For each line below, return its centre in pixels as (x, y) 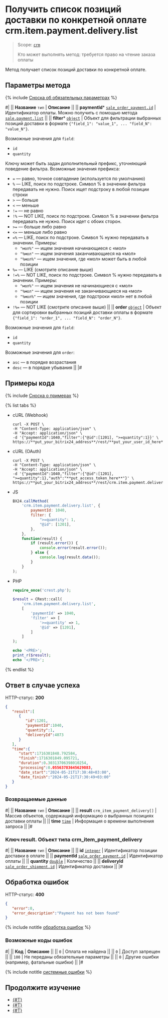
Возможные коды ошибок (39, 940)
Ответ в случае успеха (43, 686)
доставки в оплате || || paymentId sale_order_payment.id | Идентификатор (84, 856)
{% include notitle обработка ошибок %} (48, 927)
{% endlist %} (20, 669)
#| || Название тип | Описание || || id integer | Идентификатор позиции (81, 850)
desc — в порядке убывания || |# (47, 367)
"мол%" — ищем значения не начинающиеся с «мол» (76, 285)
